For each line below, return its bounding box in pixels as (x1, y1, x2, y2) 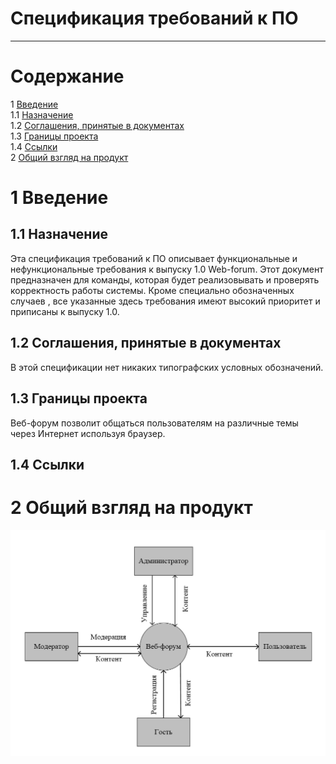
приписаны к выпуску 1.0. (10, 305, 120, 317)
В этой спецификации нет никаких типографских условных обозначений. (10, 361, 324, 373)
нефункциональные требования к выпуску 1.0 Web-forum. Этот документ (10, 263, 324, 275)
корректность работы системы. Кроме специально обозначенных (10, 284, 295, 296)
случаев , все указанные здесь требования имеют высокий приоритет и (10, 295, 321, 307)
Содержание (10, 65, 125, 88)
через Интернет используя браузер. (10, 427, 166, 439)
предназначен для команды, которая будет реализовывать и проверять (10, 273, 320, 286)
